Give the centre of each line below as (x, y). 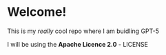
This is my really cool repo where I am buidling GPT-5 (83, 31)
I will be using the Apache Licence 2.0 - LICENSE (77, 44)
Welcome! (37, 12)
